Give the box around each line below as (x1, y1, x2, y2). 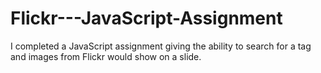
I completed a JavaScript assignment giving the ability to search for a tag (10, 40, 312, 52)
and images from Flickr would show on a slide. (10, 50, 202, 62)
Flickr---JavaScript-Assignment (10, 7, 283, 30)
